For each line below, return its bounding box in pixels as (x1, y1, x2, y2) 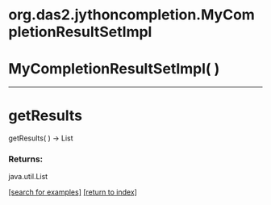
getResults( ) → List (8, 133, 74, 143)
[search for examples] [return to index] (8, 187, 137, 197)
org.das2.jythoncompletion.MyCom (8, 6, 256, 24)
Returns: (8, 153, 44, 165)
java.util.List (8, 172, 48, 182)
